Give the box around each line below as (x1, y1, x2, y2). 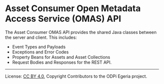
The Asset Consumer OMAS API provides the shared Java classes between (5, 29, 157, 35)
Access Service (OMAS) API (5, 13, 122, 24)
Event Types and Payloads (12, 44, 66, 50)
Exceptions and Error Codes (12, 49, 69, 55)
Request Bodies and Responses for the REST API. (12, 59, 112, 65)
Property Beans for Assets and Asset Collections (12, 54, 111, 60)
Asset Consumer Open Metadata (5, 3, 141, 14)
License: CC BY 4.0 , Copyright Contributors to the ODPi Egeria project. (5, 73, 147, 79)
